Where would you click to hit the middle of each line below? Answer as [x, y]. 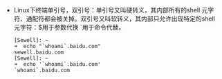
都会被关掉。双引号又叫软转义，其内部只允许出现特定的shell [130, 19]
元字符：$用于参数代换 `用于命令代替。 [69, 27]
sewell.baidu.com [39, 52]
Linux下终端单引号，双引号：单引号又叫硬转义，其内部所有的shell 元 [111, 10]
